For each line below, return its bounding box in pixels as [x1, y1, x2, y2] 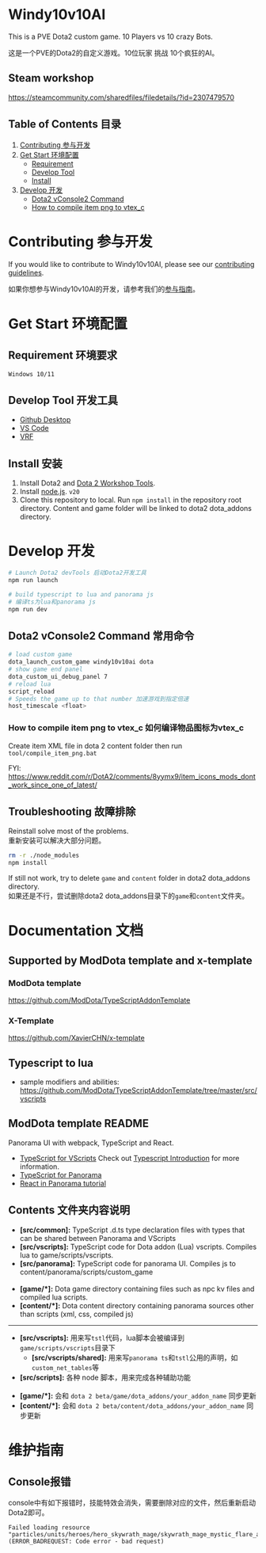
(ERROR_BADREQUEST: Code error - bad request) [8, 1537, 165, 1545]
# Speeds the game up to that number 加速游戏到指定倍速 [8, 695, 189, 702]
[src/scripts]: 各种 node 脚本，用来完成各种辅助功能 [19, 1372, 192, 1382]
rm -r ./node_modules [8, 851, 80, 860]
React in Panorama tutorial [19, 1178, 107, 1188]
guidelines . [8, 268, 44, 277]
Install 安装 [8, 457, 63, 470]
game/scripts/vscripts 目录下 [19, 1342, 116, 1352]
